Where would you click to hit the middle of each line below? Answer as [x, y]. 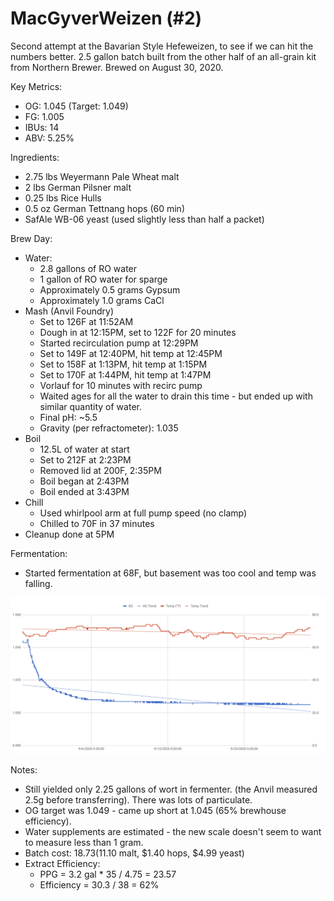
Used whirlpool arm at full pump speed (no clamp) [143, 513]
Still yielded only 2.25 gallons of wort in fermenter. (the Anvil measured [171, 789]
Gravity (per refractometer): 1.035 [109, 428]
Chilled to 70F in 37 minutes [97, 523]
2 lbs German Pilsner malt [78, 187]
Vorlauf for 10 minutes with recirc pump [121, 385]
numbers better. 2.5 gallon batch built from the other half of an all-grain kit [163, 56]
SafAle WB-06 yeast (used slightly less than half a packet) [144, 219]
